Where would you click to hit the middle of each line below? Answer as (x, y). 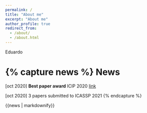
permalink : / (19, 10)
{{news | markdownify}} (30, 105)
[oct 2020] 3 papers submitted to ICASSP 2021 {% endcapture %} (73, 95)
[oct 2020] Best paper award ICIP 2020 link (51, 86)
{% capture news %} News (63, 72)
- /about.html (24, 38)
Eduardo (14, 52)
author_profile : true (28, 24)
